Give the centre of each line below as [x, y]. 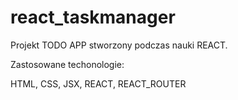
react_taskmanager [93, 17]
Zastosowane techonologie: [67, 64]
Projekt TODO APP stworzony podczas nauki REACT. [119, 45]
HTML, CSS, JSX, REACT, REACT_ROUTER [98, 83]
